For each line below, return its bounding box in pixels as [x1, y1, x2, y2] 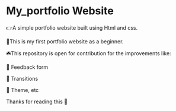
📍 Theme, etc [6, 86, 39, 93]
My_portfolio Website [6, 4, 114, 18]
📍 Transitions [6, 75, 39, 82]
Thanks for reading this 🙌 [6, 98, 68, 105]
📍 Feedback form [6, 64, 49, 71]
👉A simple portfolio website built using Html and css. [6, 24, 138, 31]
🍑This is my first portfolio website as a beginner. [6, 37, 124, 45]
